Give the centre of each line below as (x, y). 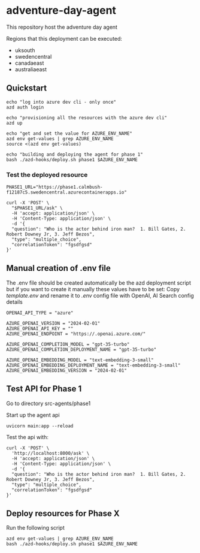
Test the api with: (28, 437)
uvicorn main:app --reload (40, 426)
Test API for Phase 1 (44, 389)
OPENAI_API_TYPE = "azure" (40, 313)
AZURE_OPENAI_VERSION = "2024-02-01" (53, 323)
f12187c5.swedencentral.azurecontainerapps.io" (67, 192)
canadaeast (29, 63)
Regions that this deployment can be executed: (64, 38)
